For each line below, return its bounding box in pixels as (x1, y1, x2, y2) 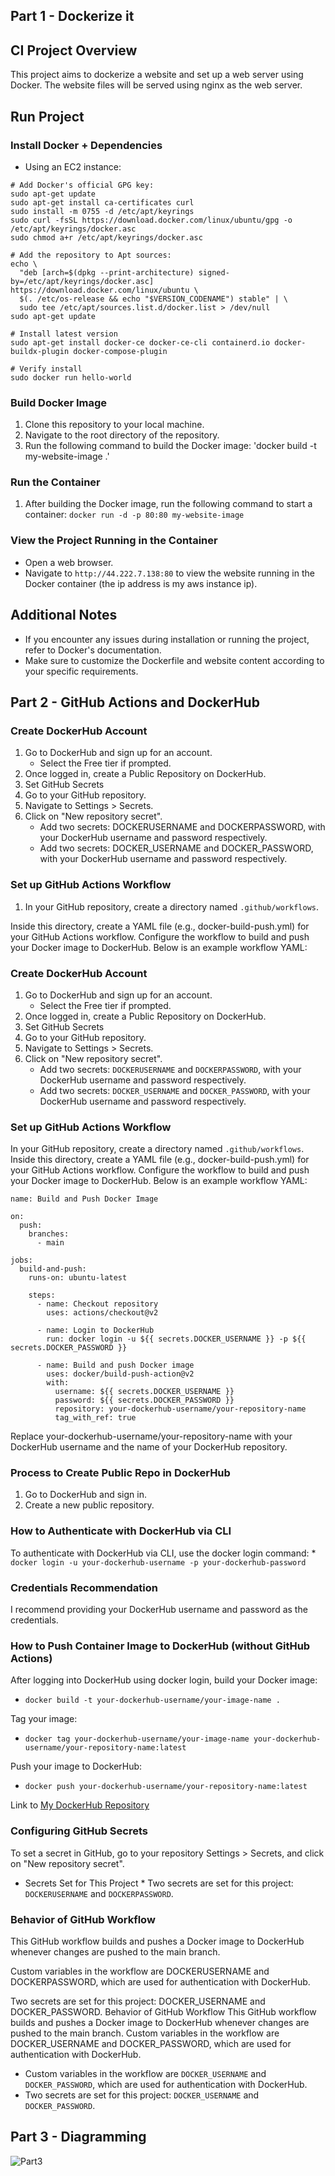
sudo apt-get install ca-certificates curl (10, 197, 195, 208)
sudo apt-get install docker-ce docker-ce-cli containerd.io (10, 337, 271, 348)
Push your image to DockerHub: (10, 1760, 143, 1773)
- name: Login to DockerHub (36, 1325, 155, 1336)
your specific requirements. (24, 665, 139, 677)
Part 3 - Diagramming (10, 2129, 147, 2146)
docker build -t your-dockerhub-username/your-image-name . (24, 1695, 281, 1706)
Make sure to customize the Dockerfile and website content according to (24, 654, 325, 666)
